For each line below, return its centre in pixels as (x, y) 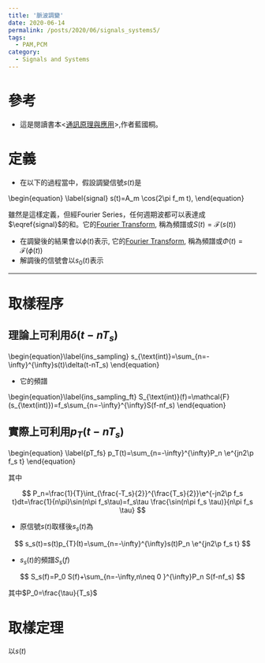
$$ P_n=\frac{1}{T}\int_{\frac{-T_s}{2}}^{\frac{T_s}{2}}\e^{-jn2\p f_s (132, 493)
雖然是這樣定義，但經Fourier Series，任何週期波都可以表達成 (107, 214)
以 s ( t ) (17, 651)
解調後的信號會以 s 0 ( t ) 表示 (62, 261)
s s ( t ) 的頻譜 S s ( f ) (45, 561)
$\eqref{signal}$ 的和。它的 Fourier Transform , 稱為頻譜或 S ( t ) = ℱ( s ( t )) (122, 224)
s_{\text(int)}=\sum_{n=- (170, 356)
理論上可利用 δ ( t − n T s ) (63, 336)
